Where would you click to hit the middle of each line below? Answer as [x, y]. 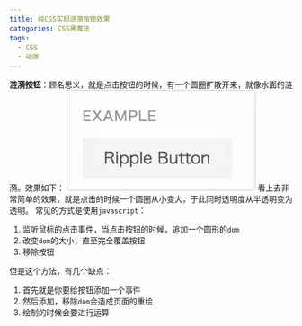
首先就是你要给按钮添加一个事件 [81, 290]
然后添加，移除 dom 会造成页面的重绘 [88, 302]
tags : [19, 38]
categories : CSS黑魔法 [50, 28]
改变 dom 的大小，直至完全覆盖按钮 [84, 241]
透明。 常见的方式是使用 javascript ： [78, 210]
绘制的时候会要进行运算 [66, 313]
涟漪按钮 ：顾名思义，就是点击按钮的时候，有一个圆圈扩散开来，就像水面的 [147, 84]
